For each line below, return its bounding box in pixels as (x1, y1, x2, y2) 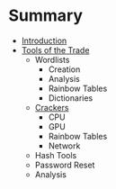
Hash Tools (34, 149, 77, 160)
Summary (8, 5, 83, 26)
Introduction (21, 35, 67, 46)
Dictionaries (48, 92, 94, 103)
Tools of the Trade (21, 44, 90, 55)
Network (48, 140, 81, 151)
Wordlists (34, 54, 70, 65)
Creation (48, 64, 81, 75)
